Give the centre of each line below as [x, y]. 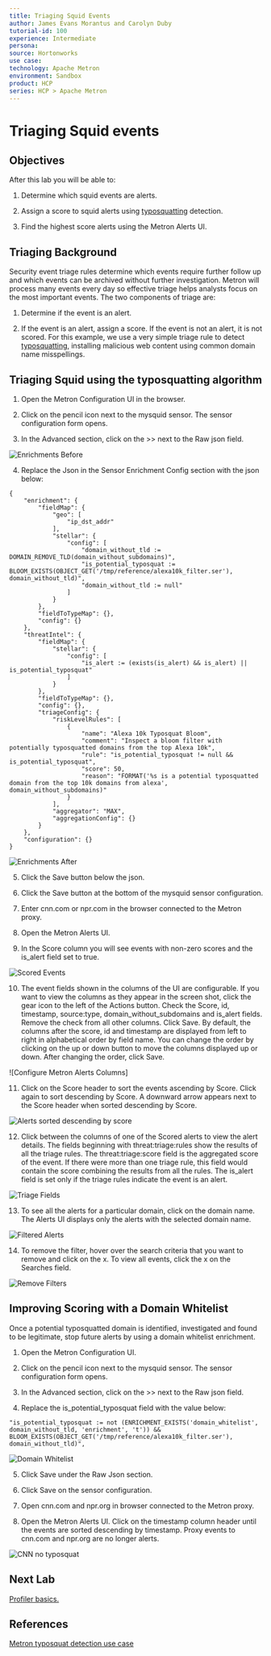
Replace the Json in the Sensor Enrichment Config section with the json [140, 470]
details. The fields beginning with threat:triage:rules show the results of [139, 1145]
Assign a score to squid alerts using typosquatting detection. [122, 211]
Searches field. [46, 1267]
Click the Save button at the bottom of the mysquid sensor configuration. [142, 893]
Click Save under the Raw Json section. [87, 1474]
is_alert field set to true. [60, 957]
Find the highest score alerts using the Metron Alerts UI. [114, 227]
